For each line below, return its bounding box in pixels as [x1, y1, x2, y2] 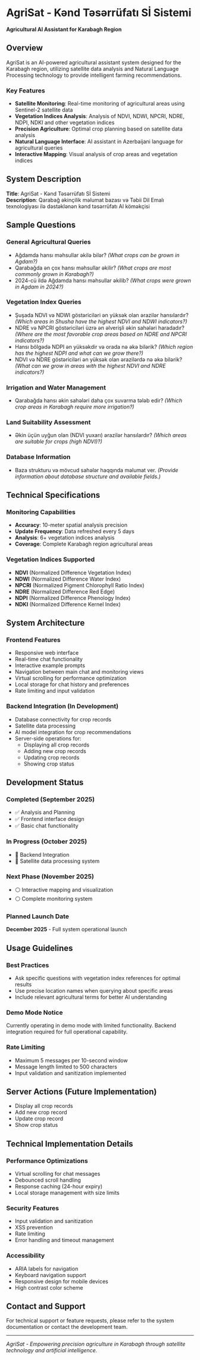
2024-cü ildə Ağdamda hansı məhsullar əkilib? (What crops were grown [14, 277, 192, 284]
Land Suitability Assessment [6, 418, 91, 426]
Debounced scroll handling [14, 1176, 82, 1184]
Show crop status [14, 1122, 58, 1129]
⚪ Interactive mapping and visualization [14, 886, 114, 893]
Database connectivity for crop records [14, 715, 112, 723]
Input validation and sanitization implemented [14, 1069, 126, 1076]
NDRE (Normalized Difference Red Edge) [14, 588, 115, 595]
